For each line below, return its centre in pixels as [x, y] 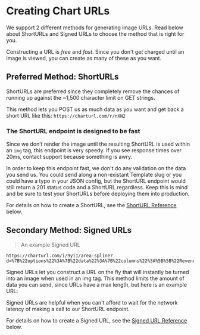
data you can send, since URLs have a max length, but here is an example [97, 284]
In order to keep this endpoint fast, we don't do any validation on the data [96, 168]
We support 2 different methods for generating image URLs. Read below [95, 27]
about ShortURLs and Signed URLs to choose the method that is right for [95, 33]
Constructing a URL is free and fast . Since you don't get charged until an [95, 51]
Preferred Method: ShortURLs [62, 77]
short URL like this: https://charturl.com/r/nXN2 [66, 115]
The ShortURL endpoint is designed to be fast [73, 131]
